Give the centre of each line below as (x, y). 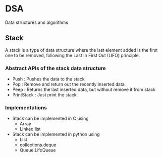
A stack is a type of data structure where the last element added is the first (81, 50)
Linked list (30, 129)
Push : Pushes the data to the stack (49, 79)
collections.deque (38, 145)
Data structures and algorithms (37, 22)
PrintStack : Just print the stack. (45, 95)
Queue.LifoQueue (38, 150)
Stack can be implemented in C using (51, 118)
